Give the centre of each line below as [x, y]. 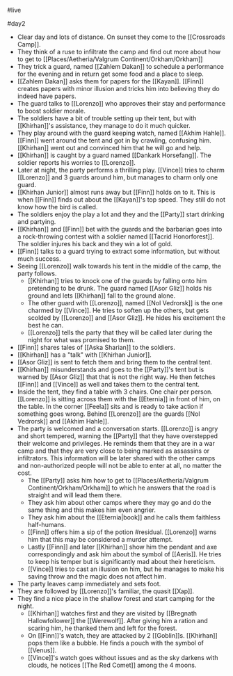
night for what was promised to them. [81, 340]
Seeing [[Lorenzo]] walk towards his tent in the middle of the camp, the [119, 266]
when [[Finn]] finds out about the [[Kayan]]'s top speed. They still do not [121, 200]
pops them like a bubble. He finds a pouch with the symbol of [115, 643]
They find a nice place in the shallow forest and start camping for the [116, 598]
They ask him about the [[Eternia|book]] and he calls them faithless [124, 517]
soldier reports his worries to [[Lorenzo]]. [76, 162]
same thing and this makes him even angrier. [92, 510]
